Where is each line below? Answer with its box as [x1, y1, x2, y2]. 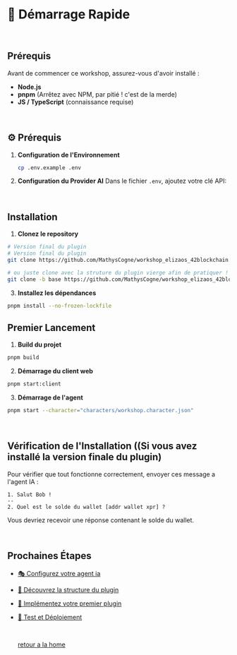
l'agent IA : [7, 477, 39, 486]
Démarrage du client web [17, 367, 94, 375]
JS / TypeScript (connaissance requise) [17, 97, 134, 106]
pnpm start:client [7, 380, 61, 387]
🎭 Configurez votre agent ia [17, 569, 101, 577]
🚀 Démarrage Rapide [7, 6, 130, 23]
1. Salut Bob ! [7, 491, 52, 498]
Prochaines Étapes [7, 550, 92, 562]
